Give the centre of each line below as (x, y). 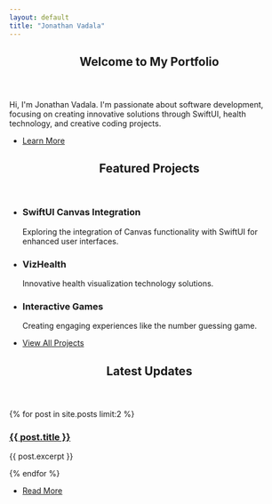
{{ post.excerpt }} (41, 456)
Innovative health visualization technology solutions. (118, 283)
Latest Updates (149, 371)
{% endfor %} (35, 473)
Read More (42, 491)
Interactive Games (63, 306)
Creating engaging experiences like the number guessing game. (140, 326)
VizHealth (44, 264)
